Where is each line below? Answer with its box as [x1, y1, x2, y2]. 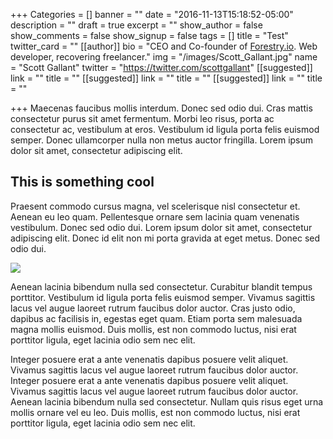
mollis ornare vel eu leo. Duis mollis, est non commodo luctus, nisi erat [10, 406, 301, 418]
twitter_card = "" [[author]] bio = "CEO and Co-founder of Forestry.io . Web [10, 40, 318, 52]
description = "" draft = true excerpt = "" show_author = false [10, 19, 263, 31]
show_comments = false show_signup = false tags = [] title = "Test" [10, 30, 289, 41]
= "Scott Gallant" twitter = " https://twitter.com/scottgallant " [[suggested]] [10, 62, 313, 73]
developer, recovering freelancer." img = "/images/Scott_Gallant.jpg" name [10, 51, 318, 63]
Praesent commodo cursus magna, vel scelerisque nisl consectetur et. [10, 200, 301, 212]
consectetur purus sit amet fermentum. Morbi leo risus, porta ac [10, 113, 275, 124]
